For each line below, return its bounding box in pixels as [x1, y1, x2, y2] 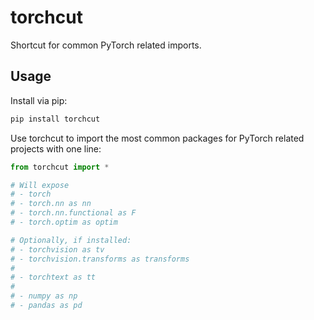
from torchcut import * [10, 162, 110, 172]
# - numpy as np [10, 291, 78, 301]
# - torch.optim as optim [10, 217, 118, 227]
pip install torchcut [10, 114, 101, 124]
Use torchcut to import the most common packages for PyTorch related [10, 132, 305, 144]
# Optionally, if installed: [10, 235, 132, 245]
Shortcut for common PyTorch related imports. [10, 39, 202, 51]
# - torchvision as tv [10, 244, 105, 255]
